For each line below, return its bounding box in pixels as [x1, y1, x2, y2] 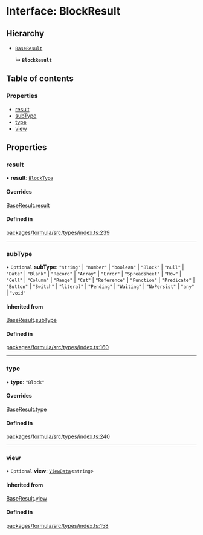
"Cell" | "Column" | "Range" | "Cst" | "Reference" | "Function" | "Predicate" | [6, 277, 195, 284]
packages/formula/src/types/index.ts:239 [6, 229, 110, 236]
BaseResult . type [6, 405, 47, 413]
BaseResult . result [6, 202, 50, 209]
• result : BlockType [6, 174, 53, 182]
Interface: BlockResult [6, 4, 121, 18]
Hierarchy [6, 28, 45, 39]
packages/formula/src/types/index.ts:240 [6, 433, 110, 440]
